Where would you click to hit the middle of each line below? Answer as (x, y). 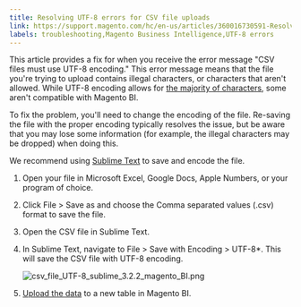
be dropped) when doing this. (64, 143)
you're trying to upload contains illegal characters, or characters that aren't (148, 79)
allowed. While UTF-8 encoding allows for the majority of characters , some (148, 88)
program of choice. (58, 188)
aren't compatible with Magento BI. (74, 98)
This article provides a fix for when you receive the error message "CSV (142, 60)
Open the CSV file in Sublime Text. (86, 232)
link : (19, 26)
